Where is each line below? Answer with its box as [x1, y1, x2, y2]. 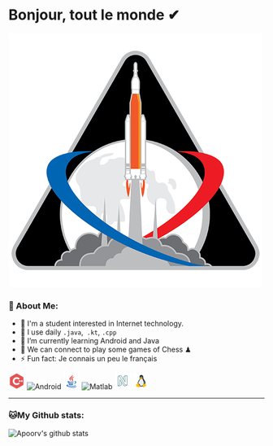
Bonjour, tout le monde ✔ [8, 6, 180, 24]
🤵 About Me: [8, 300, 58, 311]
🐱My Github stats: [8, 409, 84, 421]
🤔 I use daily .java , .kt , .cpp [19, 327, 117, 337]
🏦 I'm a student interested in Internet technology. [19, 319, 184, 329]
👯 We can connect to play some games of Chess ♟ [19, 344, 192, 355]
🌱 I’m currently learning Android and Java [19, 336, 160, 346]
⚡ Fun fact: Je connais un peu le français [19, 354, 158, 364]
